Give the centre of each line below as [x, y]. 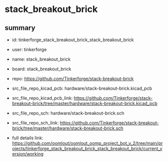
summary [20, 28]
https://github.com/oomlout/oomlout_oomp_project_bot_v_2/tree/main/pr [87, 143]
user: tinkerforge [29, 49]
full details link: [28, 138]
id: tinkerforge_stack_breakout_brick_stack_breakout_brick [73, 40]
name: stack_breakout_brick [41, 59]
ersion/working [28, 154]
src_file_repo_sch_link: [35, 123]
